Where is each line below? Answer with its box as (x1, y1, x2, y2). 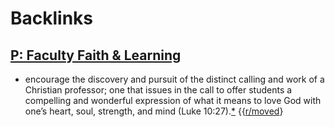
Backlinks (10, 7, 94, 30)
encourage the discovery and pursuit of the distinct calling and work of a (24, 73, 325, 85)
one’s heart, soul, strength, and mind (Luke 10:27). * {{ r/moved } (24, 105, 284, 117)
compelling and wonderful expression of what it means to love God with (24, 95, 322, 106)
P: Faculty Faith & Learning (10, 47, 182, 64)
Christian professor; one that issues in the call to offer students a (24, 84, 293, 96)
